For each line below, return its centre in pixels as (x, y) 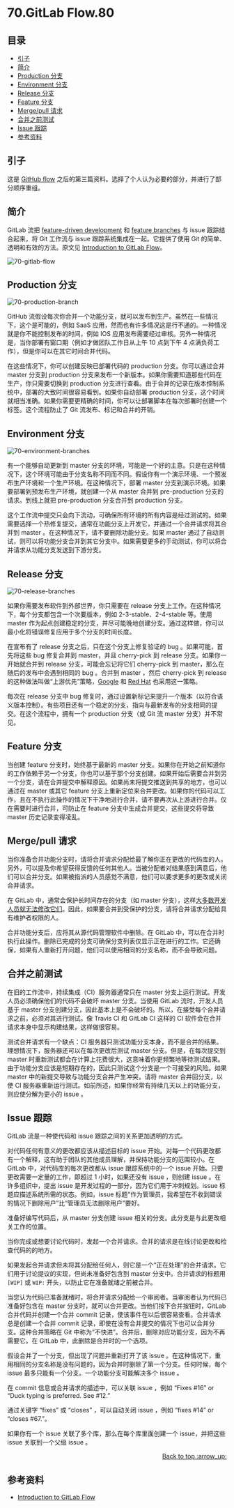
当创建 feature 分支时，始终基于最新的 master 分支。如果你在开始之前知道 (113, 764)
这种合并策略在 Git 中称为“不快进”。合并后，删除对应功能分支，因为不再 (122, 1332)
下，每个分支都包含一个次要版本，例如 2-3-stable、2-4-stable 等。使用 (110, 614)
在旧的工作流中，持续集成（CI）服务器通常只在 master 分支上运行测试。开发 (117, 992)
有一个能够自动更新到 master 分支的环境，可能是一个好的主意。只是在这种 (114, 466)
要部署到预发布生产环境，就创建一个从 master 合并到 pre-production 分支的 (116, 492)
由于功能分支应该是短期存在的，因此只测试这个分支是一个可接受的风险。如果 (117, 1067)
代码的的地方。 (34, 1250)
